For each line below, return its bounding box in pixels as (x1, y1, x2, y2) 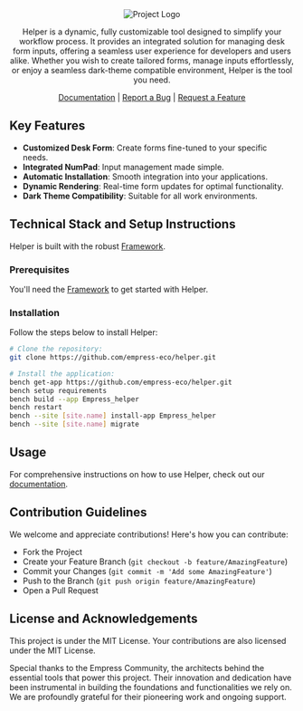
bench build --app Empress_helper (9, 394, 140, 404)
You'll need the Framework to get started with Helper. (9, 283, 209, 294)
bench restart (9, 403, 63, 412)
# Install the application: (9, 369, 116, 379)
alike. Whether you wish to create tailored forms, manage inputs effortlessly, (10, 55, 294, 66)
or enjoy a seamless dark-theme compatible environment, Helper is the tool (12, 65, 292, 75)
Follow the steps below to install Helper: (9, 327, 158, 338)
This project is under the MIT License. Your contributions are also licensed (9, 635, 287, 646)
